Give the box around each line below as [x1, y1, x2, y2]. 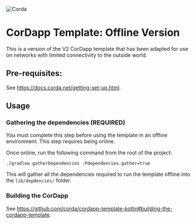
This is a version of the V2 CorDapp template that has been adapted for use [6, 45, 188, 52]
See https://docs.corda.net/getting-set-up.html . [6, 84, 121, 91]
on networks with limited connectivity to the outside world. [6, 51, 147, 58]
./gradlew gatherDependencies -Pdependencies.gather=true [6, 161, 150, 167]
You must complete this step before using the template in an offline [6, 132, 168, 139]
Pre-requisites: [6, 68, 63, 78]
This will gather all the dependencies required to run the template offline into [6, 171, 191, 178]
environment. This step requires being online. [6, 138, 115, 145]
